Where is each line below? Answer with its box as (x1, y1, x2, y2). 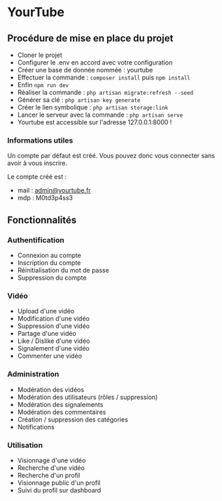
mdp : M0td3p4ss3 (17, 194, 74, 202)
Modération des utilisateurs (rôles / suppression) (17, 393, 158, 401)
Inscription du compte (17, 258, 81, 267)
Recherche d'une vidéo (17, 463, 85, 471)
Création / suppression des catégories (17, 415, 128, 424)
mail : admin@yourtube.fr (17, 186, 91, 195)
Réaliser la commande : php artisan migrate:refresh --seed (17, 89, 194, 96)
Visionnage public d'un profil (17, 479, 101, 487)
